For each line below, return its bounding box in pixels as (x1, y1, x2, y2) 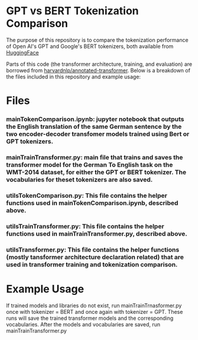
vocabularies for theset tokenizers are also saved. (6, 175, 153, 183)
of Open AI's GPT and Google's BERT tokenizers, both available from (6, 43, 174, 50)
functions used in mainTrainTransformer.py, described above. (6, 230, 187, 238)
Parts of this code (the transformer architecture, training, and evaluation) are (6, 61, 193, 68)
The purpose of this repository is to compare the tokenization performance (6, 36, 189, 43)
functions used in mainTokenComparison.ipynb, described (6, 199, 178, 207)
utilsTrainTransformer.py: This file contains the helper (6, 222, 164, 230)
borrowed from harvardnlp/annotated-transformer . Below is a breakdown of (6, 66, 191, 74)
